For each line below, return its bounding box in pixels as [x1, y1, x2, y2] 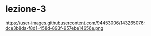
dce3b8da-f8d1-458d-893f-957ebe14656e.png [5, 25, 104, 31]
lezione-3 [5, 3, 46, 15]
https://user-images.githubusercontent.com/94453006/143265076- [5, 20, 146, 26]
